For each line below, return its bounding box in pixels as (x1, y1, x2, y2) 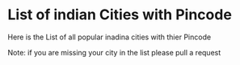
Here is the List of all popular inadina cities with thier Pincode (7, 32, 212, 42)
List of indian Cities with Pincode (7, 6, 232, 24)
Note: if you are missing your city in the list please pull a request (7, 47, 221, 57)
